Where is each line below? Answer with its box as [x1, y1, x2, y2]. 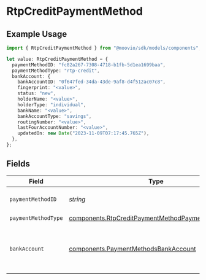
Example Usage [6, 29, 67, 39]
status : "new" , [17, 90, 56, 96]
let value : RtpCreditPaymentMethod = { [6, 56, 109, 62]
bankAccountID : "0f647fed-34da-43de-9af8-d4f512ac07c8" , [17, 79, 166, 85]
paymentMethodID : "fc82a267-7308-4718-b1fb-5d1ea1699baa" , [12, 61, 166, 68]
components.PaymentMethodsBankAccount [69, 244, 196, 253]
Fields [6, 158, 31, 169]
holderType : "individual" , [17, 101, 86, 108]
